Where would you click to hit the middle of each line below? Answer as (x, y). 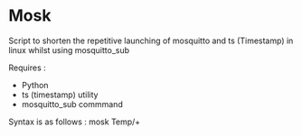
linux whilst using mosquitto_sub (69, 50)
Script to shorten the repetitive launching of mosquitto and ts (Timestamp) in (151, 41)
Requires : (27, 68)
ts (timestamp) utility (60, 95)
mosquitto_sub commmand (72, 104)
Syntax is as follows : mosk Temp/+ (75, 122)
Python (35, 85)
